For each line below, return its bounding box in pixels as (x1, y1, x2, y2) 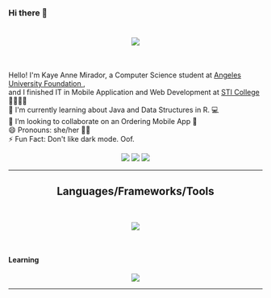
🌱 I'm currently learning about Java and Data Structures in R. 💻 (8, 105, 219, 114)
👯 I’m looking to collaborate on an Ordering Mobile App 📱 (8, 116, 198, 126)
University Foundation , (8, 78, 86, 88)
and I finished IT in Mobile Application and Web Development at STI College (8, 87, 260, 97)
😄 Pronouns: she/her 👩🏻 (8, 125, 91, 135)
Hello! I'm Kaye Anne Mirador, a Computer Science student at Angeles (8, 70, 242, 80)
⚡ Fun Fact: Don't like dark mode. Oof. (8, 134, 135, 143)
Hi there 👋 (8, 7, 48, 19)
